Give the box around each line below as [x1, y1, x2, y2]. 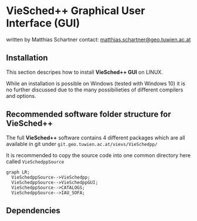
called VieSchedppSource [6, 158, 64, 165]
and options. [6, 92, 36, 99]
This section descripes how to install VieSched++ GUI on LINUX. [6, 69, 163, 76]
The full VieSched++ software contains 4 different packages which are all [6, 134, 185, 141]
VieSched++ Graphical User [6, 4, 145, 18]
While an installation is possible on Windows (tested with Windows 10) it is [6, 80, 186, 87]
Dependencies [6, 205, 60, 215]
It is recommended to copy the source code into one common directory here [6, 151, 191, 159]
